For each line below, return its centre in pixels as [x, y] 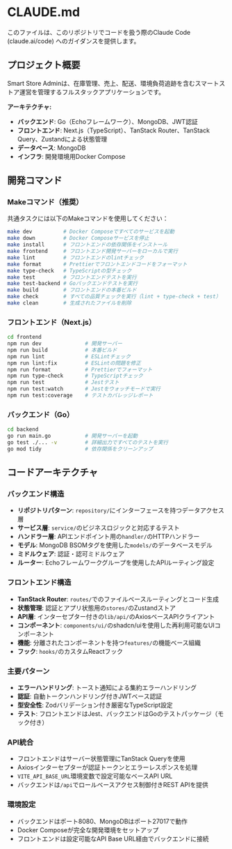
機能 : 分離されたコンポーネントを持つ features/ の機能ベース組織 [109, 643]
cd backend [23, 429]
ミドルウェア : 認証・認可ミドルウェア [71, 554]
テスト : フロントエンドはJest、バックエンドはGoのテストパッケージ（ [117, 714]
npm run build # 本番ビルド [62, 350]
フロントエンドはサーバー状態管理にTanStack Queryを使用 [101, 759]
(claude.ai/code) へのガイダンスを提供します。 [74, 41]
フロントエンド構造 [39, 583]
